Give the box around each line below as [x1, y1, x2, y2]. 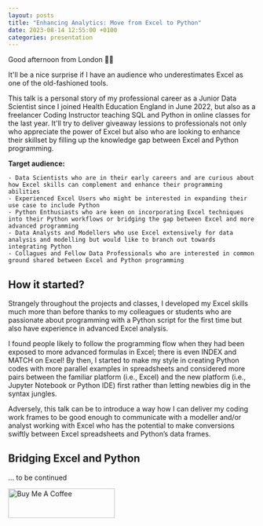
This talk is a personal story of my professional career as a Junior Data [8, 93, 237, 103]
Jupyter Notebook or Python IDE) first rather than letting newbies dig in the [8, 381, 251, 390]
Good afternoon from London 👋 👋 [8, 55, 114, 64]
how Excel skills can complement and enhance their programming [8, 181, 223, 189]
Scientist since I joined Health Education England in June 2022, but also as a [8, 102, 256, 111]
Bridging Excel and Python [8, 452, 141, 466]
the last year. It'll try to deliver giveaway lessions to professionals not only [8, 119, 247, 128]
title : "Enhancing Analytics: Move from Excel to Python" [8, 19, 202, 27]
